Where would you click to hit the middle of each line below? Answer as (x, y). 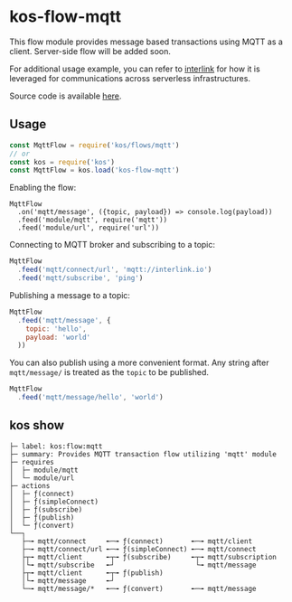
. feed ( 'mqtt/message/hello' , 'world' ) (91, 398)
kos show (37, 425)
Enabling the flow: (43, 188)
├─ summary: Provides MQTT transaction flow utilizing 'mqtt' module (143, 454)
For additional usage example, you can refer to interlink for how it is (135, 69)
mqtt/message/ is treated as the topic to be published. (109, 372)
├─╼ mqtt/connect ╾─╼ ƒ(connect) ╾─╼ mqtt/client (137, 541)
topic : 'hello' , (57, 329)
